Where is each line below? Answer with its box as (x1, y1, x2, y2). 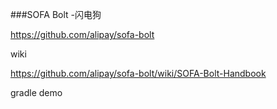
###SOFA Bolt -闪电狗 (10, 9, 102, 20)
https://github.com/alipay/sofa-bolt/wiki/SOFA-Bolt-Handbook (10, 68, 267, 79)
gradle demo (10, 87, 63, 98)
